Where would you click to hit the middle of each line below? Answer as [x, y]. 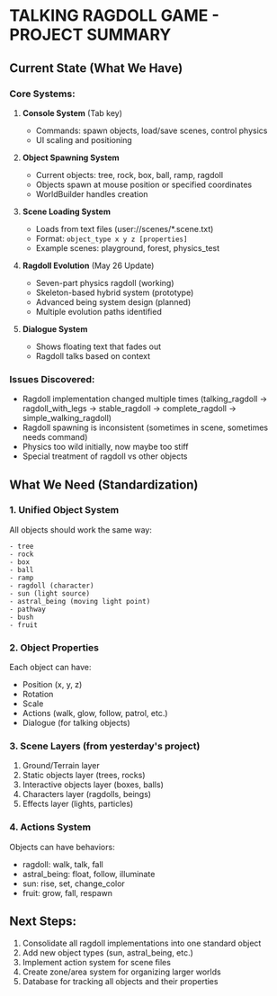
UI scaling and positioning [84, 139]
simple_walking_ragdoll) [67, 418]
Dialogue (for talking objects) [76, 723]
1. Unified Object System [64, 510]
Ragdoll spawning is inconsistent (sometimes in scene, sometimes [145, 427]
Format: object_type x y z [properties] [112, 238]
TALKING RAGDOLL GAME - [115, 16]
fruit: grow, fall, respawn [67, 893]
